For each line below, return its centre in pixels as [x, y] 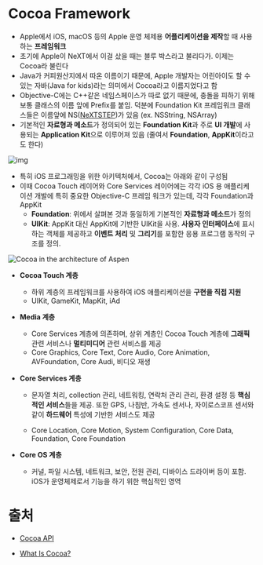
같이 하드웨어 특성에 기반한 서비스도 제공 [93, 414]
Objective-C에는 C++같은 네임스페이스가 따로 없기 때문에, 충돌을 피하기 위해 [137, 95]
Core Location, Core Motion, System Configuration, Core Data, [132, 430]
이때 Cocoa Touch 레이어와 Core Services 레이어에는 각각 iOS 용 [121, 186]
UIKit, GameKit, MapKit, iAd [75, 301]
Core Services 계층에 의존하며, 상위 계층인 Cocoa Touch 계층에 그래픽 [141, 334]
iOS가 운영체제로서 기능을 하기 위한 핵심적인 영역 [106, 481]
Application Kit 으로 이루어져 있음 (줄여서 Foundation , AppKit [138, 134]
